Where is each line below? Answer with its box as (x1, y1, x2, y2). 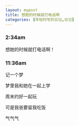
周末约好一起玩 (5, 93, 37, 99)
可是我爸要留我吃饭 (5, 104, 46, 110)
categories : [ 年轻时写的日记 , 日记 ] (5, 17, 74, 22)
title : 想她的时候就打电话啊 (5, 12, 60, 17)
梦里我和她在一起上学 (5, 82, 50, 89)
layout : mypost (5, 7, 38, 13)
